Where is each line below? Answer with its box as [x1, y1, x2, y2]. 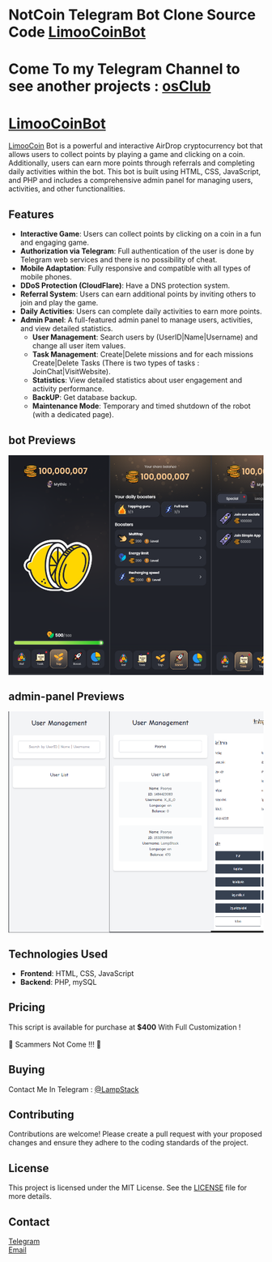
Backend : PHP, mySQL [19, 977, 97, 987]
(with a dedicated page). [32, 410, 115, 420]
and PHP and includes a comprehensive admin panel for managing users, [8, 176, 253, 185]
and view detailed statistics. [19, 324, 113, 334]
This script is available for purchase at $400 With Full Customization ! [8, 1022, 241, 1032]
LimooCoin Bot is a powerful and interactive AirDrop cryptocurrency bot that [8, 141, 263, 151]
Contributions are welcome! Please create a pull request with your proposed [8, 1129, 263, 1139]
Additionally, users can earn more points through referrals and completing [8, 158, 255, 168]
